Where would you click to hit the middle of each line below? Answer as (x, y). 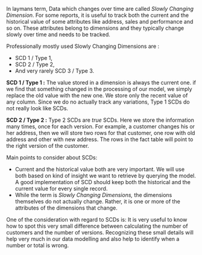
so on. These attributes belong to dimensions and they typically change (95, 28)
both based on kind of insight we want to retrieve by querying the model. (105, 176)
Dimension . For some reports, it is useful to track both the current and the (97, 15)
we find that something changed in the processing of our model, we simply (99, 89)
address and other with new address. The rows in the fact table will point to (100, 139)
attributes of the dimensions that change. (66, 208)
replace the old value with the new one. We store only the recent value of (97, 95)
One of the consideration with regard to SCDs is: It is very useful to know (97, 220)
